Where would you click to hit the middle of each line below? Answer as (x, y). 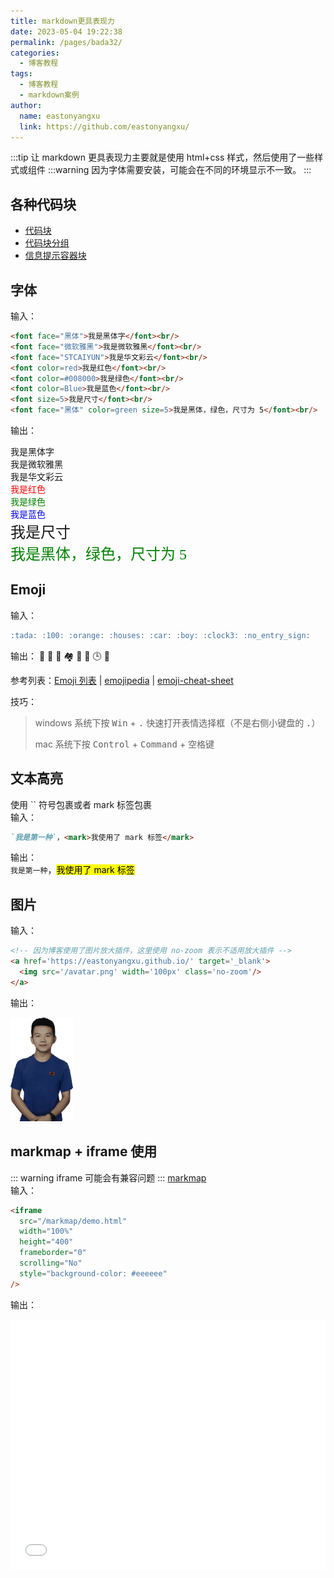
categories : (35, 53)
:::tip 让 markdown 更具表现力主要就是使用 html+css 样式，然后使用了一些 (162, 157)
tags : (21, 74)
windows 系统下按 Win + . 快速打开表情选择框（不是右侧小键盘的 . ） (177, 722)
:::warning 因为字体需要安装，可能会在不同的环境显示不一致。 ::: (179, 170)
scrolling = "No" (51, 1263)
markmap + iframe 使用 (84, 1151)
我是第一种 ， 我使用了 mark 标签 (72, 870)
